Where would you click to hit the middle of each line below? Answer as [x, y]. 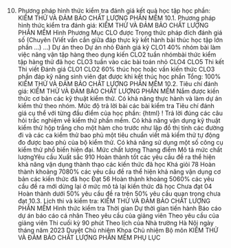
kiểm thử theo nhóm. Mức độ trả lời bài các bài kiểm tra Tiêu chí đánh [116, 106]
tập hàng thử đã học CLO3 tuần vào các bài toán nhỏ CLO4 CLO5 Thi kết [121, 62]
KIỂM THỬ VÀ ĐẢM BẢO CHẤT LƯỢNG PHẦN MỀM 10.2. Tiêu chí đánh [118, 84]
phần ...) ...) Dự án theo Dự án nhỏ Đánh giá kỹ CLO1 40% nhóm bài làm [119, 47]
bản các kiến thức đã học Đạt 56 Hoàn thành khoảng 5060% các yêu [116, 179]
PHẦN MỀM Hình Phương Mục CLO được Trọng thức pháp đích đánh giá [120, 32]
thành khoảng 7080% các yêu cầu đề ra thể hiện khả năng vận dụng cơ [119, 172]
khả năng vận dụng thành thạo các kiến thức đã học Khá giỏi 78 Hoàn [117, 164]
